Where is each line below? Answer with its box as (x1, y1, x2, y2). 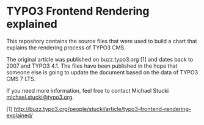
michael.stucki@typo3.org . (6, 93, 75, 101)
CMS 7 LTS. (6, 75, 36, 82)
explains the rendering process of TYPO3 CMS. (6, 44, 126, 51)
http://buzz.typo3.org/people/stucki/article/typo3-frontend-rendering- (13, 105, 191, 112)
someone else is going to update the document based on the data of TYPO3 (6, 68, 199, 76)
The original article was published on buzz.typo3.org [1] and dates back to (6, 55, 194, 63)
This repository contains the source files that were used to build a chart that (6, 37, 197, 45)
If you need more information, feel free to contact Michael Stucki (6, 87, 169, 94)
